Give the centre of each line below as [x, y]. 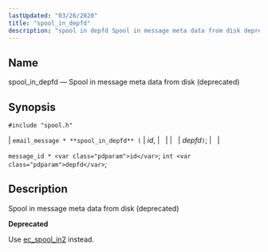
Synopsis [32, 107]
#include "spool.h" [41, 125]
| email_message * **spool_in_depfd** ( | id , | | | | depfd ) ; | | [114, 140]
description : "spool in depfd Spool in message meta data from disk [124, 30]
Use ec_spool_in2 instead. [51, 239]
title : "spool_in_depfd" [49, 23]
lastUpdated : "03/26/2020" [53, 16]
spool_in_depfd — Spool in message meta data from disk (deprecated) [124, 82]
